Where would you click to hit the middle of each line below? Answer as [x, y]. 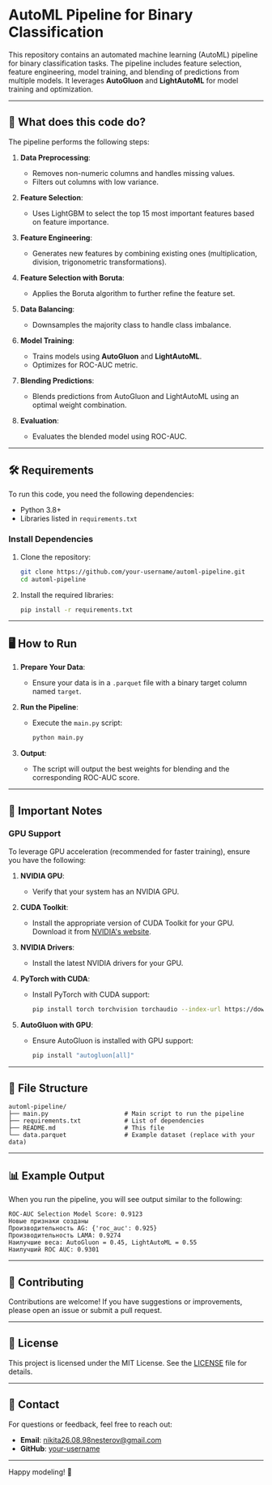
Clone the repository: [55, 556]
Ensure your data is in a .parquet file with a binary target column [140, 683]
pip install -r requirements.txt [76, 610]
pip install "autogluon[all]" [83, 1055]
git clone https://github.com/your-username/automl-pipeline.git [132, 572]
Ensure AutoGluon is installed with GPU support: [113, 1041]
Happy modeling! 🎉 [40, 1472]
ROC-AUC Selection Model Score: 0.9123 [76, 1214]
